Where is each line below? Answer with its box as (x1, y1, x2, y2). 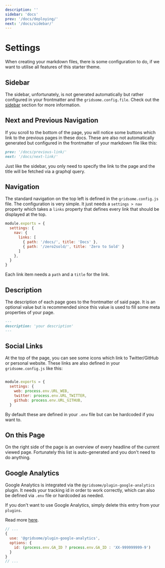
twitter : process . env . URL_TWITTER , (14, 393, 87, 398)
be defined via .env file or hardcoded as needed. (5, 493, 104, 499)
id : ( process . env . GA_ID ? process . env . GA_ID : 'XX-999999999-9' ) (14, 545, 151, 550)
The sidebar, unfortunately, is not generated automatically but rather (5, 92, 144, 97)
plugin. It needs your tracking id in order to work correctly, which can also (5, 487, 155, 493)
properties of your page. (5, 309, 55, 315)
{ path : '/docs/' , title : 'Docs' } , (23, 239, 98, 244)
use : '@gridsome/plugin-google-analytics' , (9, 536, 100, 541)
